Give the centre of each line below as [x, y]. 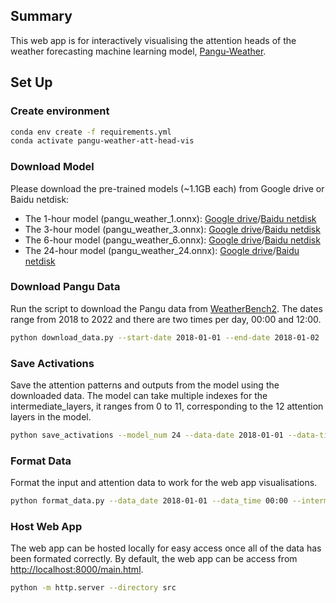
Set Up [31, 82]
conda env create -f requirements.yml [91, 132]
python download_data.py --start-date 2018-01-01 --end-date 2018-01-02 [165, 337]
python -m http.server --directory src [93, 588]
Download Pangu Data [65, 287]
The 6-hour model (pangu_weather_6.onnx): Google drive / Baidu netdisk [172, 240]
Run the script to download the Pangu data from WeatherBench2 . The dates [166, 308]
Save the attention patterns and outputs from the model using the [145, 385]
